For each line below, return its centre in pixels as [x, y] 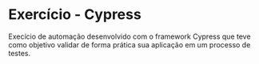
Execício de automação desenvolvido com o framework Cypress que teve [129, 36]
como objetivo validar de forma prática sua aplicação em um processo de [129, 44]
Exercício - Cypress [75, 15]
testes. [20, 53]
